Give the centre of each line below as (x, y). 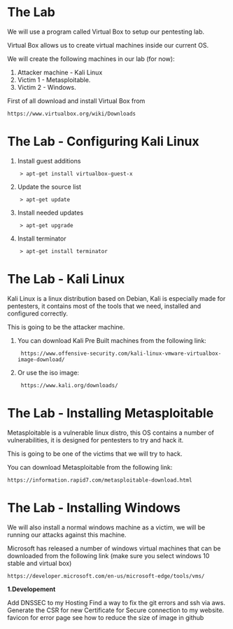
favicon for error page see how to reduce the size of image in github (106, 617)
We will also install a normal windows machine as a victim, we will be (106, 527)
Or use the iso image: (48, 372)
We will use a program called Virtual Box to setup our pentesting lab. (106, 32)
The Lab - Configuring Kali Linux (103, 142)
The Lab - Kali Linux (66, 279)
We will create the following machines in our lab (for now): (91, 59)
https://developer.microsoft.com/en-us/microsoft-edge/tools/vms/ (106, 576)
